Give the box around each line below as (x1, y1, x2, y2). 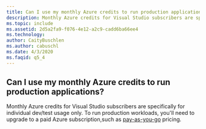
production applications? (6, 87, 104, 97)
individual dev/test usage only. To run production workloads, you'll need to (6, 109, 195, 117)
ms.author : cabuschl (6, 43, 59, 50)
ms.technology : (6, 32, 45, 38)
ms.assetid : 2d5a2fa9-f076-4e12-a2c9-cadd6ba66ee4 (6, 26, 139, 32)
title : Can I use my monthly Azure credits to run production (6, 9, 169, 15)
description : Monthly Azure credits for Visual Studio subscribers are (6, 15, 193, 21)
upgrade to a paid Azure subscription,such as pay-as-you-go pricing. (6, 116, 182, 123)
